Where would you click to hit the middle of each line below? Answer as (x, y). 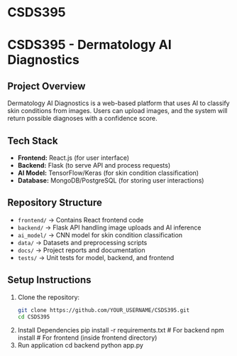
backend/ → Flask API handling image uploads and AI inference (109, 227)
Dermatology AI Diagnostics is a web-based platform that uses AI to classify (118, 103)
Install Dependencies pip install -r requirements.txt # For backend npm (121, 330)
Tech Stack (33, 140)
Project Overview (46, 86)
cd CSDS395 (34, 317)
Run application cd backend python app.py (81, 345)
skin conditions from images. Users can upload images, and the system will (117, 111)
